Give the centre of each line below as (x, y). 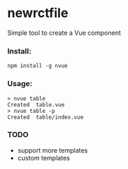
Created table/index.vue (45, 117)
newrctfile (38, 13)
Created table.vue (36, 104)
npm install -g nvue (38, 66)
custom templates (44, 158)
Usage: (20, 84)
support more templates (53, 150)
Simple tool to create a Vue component (64, 33)
